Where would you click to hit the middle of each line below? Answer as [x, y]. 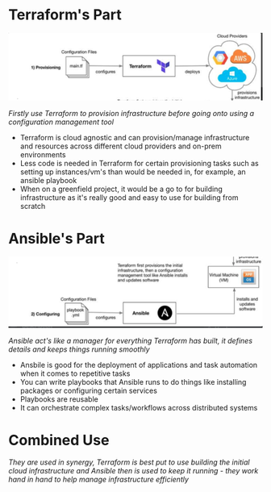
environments [43, 155]
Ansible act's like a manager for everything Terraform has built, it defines [130, 340]
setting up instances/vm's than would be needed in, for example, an [133, 172]
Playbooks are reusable [59, 399]
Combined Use [59, 440]
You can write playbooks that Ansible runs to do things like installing [133, 382]
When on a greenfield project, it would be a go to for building [121, 189]
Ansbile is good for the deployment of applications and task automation [139, 365]
